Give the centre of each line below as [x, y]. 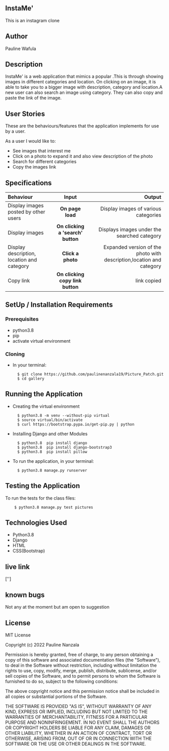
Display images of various [131, 209]
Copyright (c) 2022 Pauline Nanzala [42, 645]
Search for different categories [45, 162]
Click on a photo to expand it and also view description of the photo [83, 156]
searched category [139, 236]
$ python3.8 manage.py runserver [52, 470]
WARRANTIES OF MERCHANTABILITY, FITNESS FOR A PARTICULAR [76, 717]
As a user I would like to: [31, 141]
